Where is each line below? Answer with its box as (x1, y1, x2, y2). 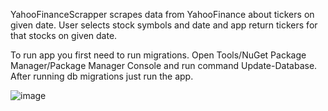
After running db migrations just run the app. (10, 70, 194, 82)
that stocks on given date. (10, 30, 118, 41)
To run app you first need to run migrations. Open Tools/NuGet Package (10, 49, 307, 61)
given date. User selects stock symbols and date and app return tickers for (10, 19, 318, 31)
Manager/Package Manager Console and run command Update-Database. (10, 60, 318, 71)
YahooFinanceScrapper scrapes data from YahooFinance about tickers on (10, 9, 315, 20)
